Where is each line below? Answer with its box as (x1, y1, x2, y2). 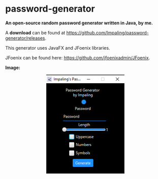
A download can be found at (5, 29, 66, 35)
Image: (5, 64, 20, 70)
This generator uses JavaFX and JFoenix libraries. (5, 45, 110, 51)
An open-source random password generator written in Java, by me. (5, 20, 153, 26)
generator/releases (5, 35, 45, 41)
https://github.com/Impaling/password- (66, 29, 149, 35)
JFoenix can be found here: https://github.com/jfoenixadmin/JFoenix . (5, 54, 150, 61)
